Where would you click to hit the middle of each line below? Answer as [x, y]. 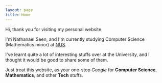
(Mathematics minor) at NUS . [36, 44]
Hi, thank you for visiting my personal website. [54, 29]
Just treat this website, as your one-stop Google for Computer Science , [81, 70]
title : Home [18, 15]
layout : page [19, 10]
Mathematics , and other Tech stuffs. [44, 75]
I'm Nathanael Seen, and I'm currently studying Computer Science [75, 39]
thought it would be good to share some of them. [57, 60]
